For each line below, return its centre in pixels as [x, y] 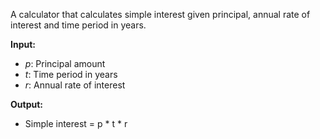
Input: [23, 44]
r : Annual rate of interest [75, 85]
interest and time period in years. [78, 25]
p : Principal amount [65, 63]
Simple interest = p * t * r [76, 123]
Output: [26, 104]
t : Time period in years [71, 74]
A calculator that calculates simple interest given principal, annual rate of [160, 14]
